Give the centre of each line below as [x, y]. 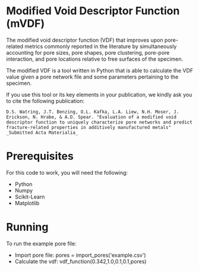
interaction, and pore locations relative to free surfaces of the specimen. [95, 59]
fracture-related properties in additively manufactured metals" [89, 127]
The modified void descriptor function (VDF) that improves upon [85, 40]
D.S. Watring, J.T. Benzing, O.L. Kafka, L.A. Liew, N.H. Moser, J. [93, 112]
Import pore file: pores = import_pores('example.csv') [80, 255]
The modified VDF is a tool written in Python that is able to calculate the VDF [100, 70]
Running [27, 227]
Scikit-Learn [30, 197]
